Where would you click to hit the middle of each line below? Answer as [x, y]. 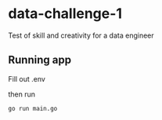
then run [22, 94]
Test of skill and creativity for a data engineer [81, 35]
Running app [40, 60]
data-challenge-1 [65, 14]
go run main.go [33, 108]
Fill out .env [27, 78]
